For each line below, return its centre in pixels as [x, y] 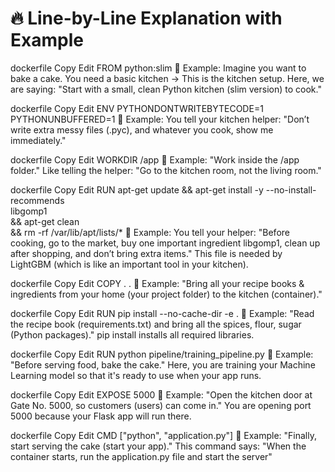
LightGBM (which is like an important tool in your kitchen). [129, 264]
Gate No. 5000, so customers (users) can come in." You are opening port [161, 405]
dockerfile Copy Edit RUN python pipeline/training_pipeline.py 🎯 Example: [162, 354]
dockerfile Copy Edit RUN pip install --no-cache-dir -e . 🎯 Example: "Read [162, 313]
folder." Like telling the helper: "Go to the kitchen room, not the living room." [166, 170]
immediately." [38, 140]
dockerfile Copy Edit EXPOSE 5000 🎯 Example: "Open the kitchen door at [161, 394]
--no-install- [291, 189]
